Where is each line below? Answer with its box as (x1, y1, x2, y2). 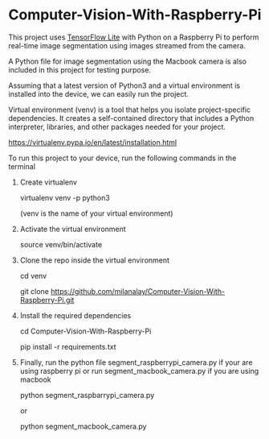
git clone (19, 286, 50, 296)
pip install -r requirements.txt (19, 342, 116, 351)
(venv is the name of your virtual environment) (19, 208, 174, 218)
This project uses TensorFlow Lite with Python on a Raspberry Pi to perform (8, 32, 259, 42)
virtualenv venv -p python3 (19, 193, 110, 202)
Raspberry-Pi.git (19, 295, 75, 304)
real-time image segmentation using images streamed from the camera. (8, 40, 247, 50)
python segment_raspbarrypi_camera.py (19, 390, 155, 400)
